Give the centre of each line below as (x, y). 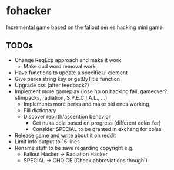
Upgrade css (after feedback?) (52, 85)
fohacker (29, 11)
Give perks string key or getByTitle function (67, 79)
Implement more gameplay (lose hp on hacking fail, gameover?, (91, 91)
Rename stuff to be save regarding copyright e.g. (74, 148)
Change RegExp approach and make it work (68, 60)
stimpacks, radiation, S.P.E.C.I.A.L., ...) (61, 97)
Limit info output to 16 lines (47, 141)
